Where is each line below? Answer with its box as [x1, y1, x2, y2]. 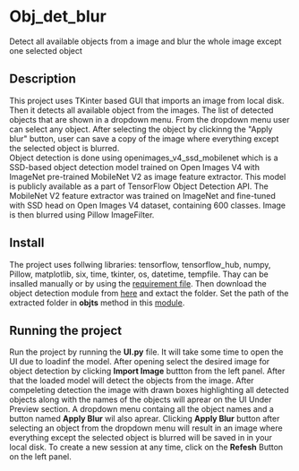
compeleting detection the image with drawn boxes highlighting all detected [9, 385, 289, 396]
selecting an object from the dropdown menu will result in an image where [9, 423, 284, 433]
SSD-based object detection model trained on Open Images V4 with [9, 161, 260, 172]
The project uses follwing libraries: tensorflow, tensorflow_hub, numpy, [9, 259, 271, 270]
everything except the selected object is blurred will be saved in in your [9, 432, 273, 443]
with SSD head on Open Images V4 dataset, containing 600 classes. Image [9, 200, 286, 210]
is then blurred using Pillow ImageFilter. [9, 209, 155, 220]
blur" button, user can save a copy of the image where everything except [9, 133, 279, 144]
